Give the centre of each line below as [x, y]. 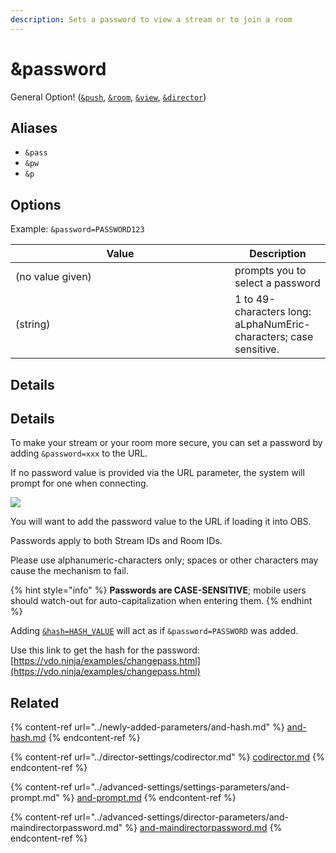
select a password [277, 283]
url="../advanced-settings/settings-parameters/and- [182, 787]
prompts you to [270, 271]
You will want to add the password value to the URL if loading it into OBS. [161, 522]
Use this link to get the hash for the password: [105, 650]
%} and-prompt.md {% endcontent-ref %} [149, 798]
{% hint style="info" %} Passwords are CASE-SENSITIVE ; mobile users [158, 590]
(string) [33, 324]
